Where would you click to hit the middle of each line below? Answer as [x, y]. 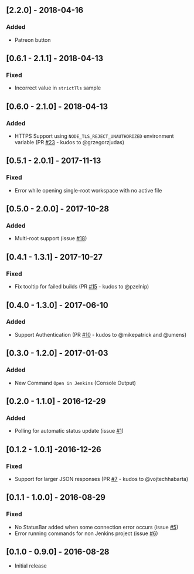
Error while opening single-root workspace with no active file [88, 190]
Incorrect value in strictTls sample [58, 88]
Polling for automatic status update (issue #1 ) [69, 431]
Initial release [30, 566]
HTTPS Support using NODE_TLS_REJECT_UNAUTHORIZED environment [94, 136]
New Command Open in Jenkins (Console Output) [75, 383]
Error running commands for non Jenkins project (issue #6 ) [86, 533]
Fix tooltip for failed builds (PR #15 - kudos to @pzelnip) [82, 287]
